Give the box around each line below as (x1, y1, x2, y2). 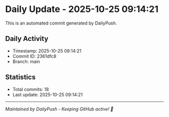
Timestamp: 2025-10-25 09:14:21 (12, 47, 81, 53)
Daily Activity (5, 34, 49, 43)
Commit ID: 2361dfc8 (12, 53, 57, 59)
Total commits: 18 (12, 86, 49, 92)
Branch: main (12, 58, 40, 64)
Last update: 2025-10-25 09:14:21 (12, 91, 83, 97)
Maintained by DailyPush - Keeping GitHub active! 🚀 (5, 106, 114, 112)
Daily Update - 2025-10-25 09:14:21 (5, 3, 158, 15)
